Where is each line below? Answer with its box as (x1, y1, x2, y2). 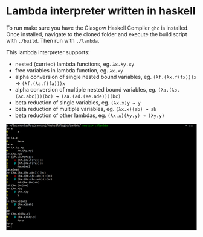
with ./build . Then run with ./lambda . (6, 37, 100, 44)
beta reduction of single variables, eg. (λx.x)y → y (14, 98, 141, 106)
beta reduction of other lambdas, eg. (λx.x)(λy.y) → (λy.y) (14, 112, 165, 119)
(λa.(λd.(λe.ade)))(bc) (61, 93, 121, 100)
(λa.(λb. (158, 87, 180, 93)
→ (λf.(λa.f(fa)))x (14, 80, 65, 87)
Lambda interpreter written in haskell (6, 4, 196, 18)
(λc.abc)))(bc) (14, 93, 54, 100)
